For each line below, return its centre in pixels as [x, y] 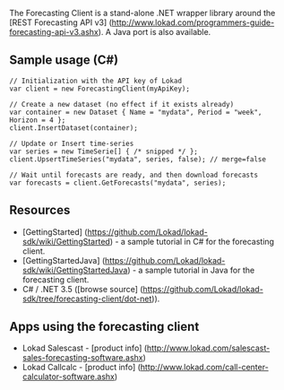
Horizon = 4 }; [38, 120]
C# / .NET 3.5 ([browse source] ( [82, 289]
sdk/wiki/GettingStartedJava [75, 270]
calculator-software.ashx [68, 377]
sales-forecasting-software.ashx [82, 358]
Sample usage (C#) [64, 61]
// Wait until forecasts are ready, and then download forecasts [133, 175]
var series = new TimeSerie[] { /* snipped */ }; [104, 152]
